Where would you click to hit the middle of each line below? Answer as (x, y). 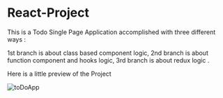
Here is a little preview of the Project (59, 74)
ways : (17, 39)
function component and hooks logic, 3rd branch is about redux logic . (108, 60)
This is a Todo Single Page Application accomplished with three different (111, 32)
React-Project (48, 13)
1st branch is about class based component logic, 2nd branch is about (108, 53)
